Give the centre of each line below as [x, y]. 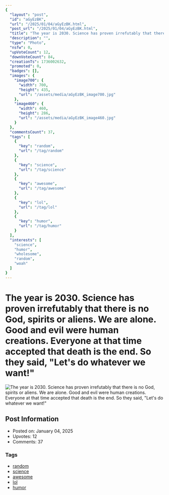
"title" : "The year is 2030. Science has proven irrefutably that [81, 33]
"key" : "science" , [38, 165]
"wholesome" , [28, 254]
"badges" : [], [24, 71]
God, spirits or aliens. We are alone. [81, 319]
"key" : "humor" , [35, 221]
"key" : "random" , [37, 146]
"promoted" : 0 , [26, 66]
